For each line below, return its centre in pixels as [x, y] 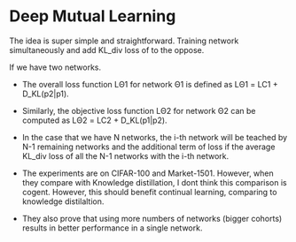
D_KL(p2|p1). [45, 94]
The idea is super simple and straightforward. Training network [124, 41]
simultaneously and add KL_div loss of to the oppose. [107, 49]
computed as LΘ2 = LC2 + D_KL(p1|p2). [94, 120]
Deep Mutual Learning [93, 16]
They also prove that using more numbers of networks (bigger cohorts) [152, 218]
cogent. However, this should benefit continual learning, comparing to [149, 192]
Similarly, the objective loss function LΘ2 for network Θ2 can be [139, 110]
